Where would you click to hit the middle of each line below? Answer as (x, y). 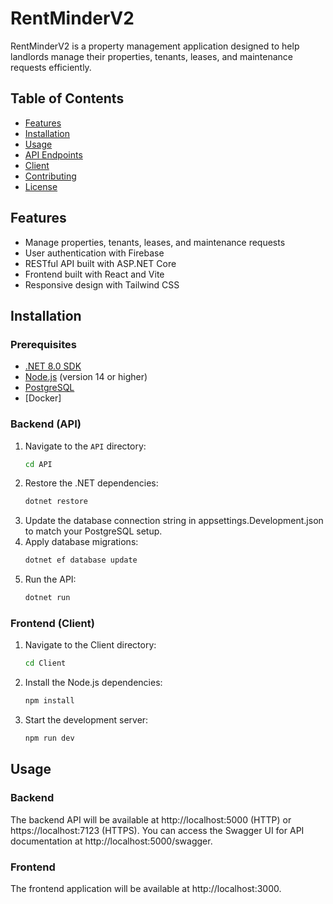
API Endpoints (53, 154)
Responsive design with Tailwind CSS (102, 284)
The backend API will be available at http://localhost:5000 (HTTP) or (151, 819)
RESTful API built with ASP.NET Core (100, 263)
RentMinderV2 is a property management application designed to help (155, 46)
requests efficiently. (51, 67)
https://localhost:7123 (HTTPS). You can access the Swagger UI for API (157, 830)
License (41, 186)
